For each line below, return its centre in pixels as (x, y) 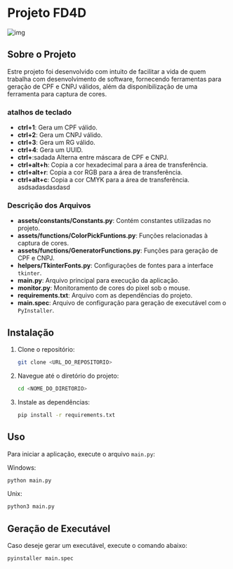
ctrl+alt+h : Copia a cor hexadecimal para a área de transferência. (113, 165)
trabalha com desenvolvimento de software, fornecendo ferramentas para (114, 79)
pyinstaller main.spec (40, 558)
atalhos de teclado (40, 112)
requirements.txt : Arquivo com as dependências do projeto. (105, 295)
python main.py (29, 480)
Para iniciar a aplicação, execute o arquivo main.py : (81, 454)
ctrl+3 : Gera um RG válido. (56, 143)
